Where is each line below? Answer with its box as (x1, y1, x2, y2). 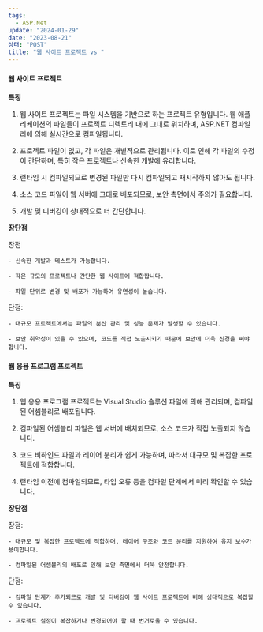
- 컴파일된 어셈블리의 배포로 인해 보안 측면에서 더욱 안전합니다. (8, 562, 189, 570)
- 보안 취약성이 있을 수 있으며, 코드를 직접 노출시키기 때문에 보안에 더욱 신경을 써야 (8, 335, 250, 344)
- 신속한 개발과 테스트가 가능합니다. (8, 258, 111, 265)
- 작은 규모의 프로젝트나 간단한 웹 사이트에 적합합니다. (8, 273, 165, 280)
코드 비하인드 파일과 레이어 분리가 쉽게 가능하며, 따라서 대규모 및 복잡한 (19, 450, 239, 460)
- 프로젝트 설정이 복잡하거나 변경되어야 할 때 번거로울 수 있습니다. (8, 617, 198, 625)
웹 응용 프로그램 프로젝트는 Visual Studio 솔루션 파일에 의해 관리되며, (19, 397, 232, 407)
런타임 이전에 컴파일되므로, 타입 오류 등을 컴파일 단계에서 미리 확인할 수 (19, 477, 239, 487)
